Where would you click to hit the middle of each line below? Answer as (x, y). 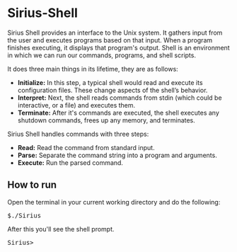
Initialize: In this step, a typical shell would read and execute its (110, 82)
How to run (32, 185)
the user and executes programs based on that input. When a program (110, 40)
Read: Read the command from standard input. (86, 147)
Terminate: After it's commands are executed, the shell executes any (118, 113)
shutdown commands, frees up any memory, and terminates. (106, 120)
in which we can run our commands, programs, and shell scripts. (102, 55)
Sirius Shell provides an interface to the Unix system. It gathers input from (115, 33)
